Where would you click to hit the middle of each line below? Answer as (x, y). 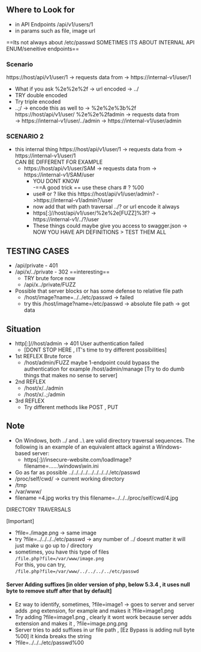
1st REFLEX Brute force (43, 356)
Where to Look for (40, 10)
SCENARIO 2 (25, 136)
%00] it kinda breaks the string (53, 636)
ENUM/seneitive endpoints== (43, 49)
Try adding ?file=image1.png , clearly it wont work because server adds (103, 617)
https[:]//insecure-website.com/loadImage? (78, 459)
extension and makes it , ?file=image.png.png (71, 624)
